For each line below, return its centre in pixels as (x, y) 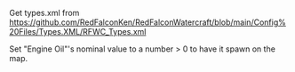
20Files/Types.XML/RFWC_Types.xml (78, 32)
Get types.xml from (44, 13)
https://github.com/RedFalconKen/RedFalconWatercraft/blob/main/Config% (147, 22)
